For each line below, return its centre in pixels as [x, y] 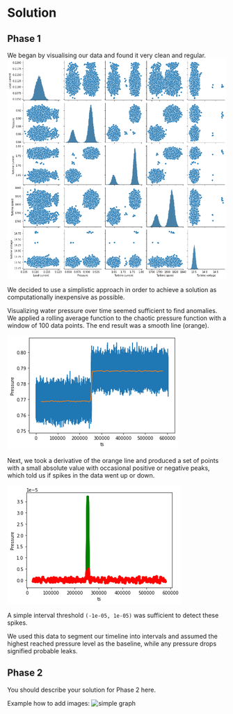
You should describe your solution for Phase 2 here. [82, 690]
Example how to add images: [49, 703]
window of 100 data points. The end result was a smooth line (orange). [109, 325]
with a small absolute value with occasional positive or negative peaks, [109, 468]
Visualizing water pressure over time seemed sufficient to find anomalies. [112, 311]
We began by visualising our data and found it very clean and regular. [107, 55]
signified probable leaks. [42, 651]
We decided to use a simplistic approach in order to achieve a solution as [112, 290]
